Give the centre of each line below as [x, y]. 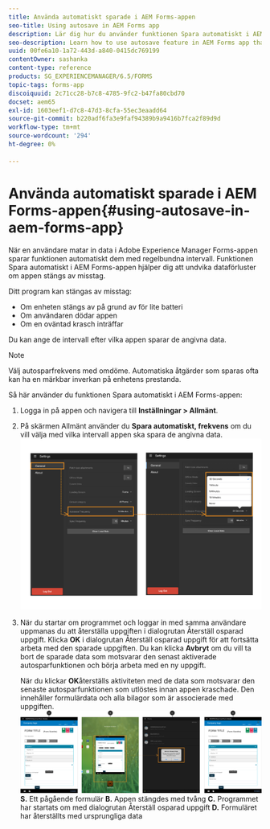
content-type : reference [50, 68]
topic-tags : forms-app [46, 84]
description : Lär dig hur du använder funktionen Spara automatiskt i [129, 34]
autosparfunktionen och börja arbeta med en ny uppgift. [113, 665]
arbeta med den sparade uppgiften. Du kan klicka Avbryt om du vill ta [135, 648]
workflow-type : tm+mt [45, 127]
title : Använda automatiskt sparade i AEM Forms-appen [102, 17]
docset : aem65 [32, 102]
